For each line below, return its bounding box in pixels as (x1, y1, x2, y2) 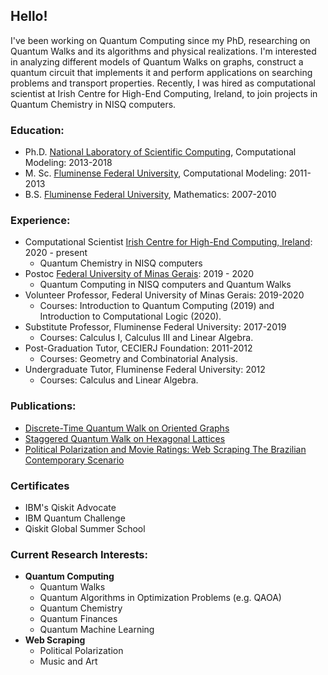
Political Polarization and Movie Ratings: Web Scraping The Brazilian (24, 443, 307, 455)
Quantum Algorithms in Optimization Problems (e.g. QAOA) (39, 592, 282, 604)
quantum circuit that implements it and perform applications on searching (10, 66, 313, 78)
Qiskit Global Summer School (24, 523, 146, 534)
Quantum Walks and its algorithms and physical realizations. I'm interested (10, 45, 317, 57)
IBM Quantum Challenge (24, 512, 126, 524)
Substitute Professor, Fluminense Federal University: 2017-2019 (24, 321, 287, 333)
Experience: (10, 214, 71, 228)
